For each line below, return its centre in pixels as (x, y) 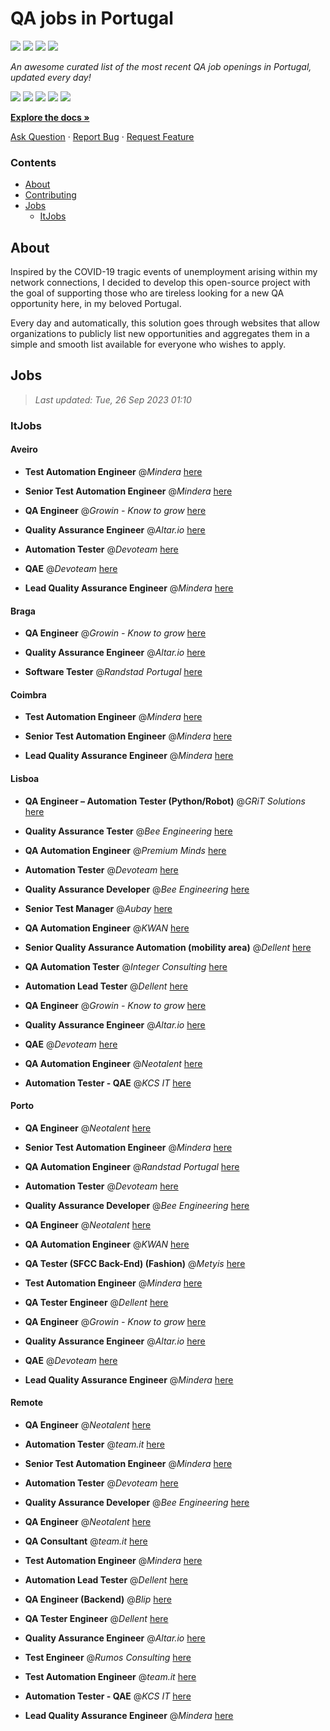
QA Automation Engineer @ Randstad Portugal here (132, 1166)
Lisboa (25, 778)
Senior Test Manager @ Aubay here (98, 908)
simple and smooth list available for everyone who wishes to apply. (148, 344)
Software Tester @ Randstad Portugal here (113, 672)
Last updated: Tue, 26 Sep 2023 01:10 (113, 399)
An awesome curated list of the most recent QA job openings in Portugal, (161, 66)
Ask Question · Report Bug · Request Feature (102, 136)
